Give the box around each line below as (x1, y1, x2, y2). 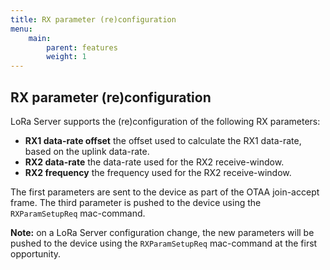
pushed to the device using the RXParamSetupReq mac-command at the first (10, 237, 318, 249)
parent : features (46, 42, 118, 53)
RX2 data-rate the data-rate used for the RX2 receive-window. (24, 156, 285, 168)
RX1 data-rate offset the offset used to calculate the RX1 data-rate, (24, 134, 302, 146)
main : (28, 33, 52, 43)
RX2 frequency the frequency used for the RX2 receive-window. (24, 166, 292, 178)
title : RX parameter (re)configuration (10, 14, 177, 25)
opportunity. (10, 247, 62, 260)
